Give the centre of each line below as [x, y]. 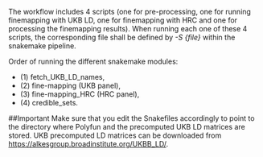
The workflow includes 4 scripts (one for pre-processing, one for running [130, 12]
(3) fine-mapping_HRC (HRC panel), [80, 94]
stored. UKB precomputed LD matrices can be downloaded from [115, 135]
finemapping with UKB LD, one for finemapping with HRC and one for [123, 20]
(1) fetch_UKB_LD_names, [62, 77]
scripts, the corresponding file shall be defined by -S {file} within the [122, 37]
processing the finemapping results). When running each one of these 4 [128, 29]
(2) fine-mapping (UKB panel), [70, 85]
